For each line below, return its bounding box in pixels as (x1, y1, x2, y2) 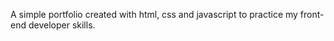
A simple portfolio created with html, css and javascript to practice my (10, 9, 298, 20)
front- (299, 9, 325, 20)
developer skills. (28, 19, 96, 31)
